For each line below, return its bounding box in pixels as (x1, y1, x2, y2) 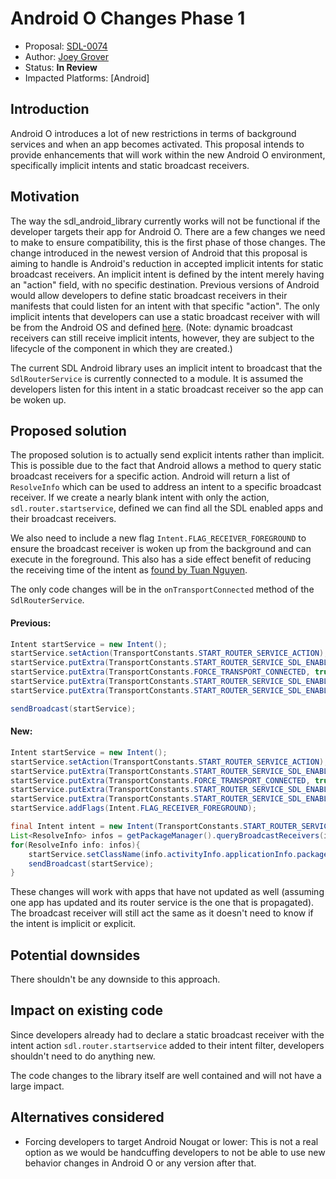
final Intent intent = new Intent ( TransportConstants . (10, 822, 244, 832)
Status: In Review (24, 61, 98, 73)
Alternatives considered (10, 1109, 165, 1126)
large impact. (10, 1080, 65, 1092)
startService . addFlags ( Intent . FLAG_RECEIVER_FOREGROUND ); (10, 803, 257, 814)
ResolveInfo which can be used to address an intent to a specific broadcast (10, 481, 322, 493)
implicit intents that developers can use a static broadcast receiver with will (10, 310, 320, 322)
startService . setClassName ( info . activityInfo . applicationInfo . (28, 849, 298, 859)
